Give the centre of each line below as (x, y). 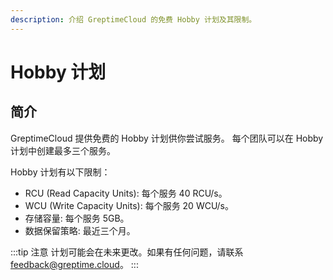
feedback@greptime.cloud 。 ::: (74, 264)
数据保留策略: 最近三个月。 (80, 230)
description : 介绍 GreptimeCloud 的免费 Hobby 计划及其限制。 (133, 19)
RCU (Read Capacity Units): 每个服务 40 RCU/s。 (126, 193)
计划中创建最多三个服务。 (63, 150)
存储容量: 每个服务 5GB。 (77, 218)
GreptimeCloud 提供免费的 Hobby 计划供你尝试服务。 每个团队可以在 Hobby (167, 138)
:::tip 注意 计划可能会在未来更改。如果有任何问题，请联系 (127, 252)
